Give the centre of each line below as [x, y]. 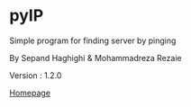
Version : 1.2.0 [36, 75]
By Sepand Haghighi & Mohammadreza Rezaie [95, 58]
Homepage [30, 93]
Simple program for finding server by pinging [93, 40]
